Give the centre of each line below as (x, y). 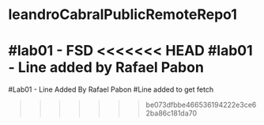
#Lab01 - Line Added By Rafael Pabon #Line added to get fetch (111, 89)
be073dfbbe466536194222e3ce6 (201, 105)
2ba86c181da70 (172, 113)
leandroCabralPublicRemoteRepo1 (123, 15)
